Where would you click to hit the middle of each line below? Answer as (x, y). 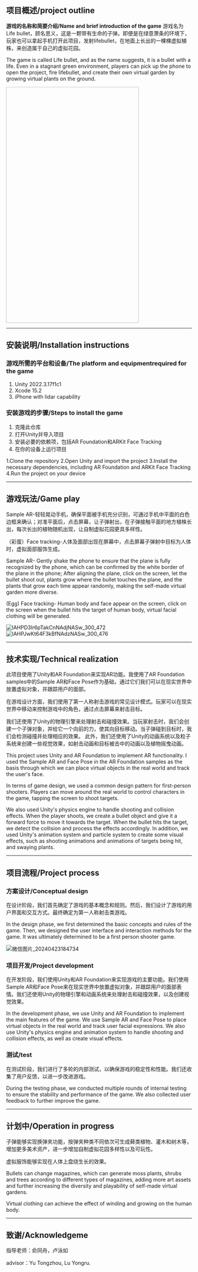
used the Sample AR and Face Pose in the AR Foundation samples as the (94, 762)
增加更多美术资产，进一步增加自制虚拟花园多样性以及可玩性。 (81, 1149)
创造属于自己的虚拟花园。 (52, 48)
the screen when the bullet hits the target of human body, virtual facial (91, 610)
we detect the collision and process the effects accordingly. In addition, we (97, 829)
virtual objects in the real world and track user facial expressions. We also (96, 1026)
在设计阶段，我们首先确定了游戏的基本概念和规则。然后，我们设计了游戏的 (96, 905)
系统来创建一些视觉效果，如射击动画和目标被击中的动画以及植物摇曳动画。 (96, 744)
